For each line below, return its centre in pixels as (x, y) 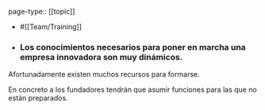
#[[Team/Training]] (50, 27)
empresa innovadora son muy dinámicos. (101, 57)
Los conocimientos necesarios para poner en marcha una (132, 47)
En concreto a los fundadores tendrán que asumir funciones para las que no (133, 89)
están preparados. (38, 98)
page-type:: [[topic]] (42, 11)
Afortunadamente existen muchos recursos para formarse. (104, 74)
